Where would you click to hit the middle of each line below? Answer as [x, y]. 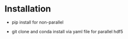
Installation [28, 9]
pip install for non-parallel [38, 22]
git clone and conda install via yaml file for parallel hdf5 [67, 31]
